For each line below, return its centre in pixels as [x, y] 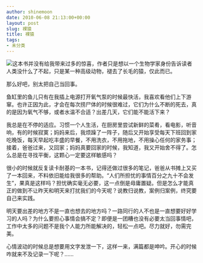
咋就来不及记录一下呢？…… [40, 254]
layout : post [23, 23]
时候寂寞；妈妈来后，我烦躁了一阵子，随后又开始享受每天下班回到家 [112, 132]
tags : [13, 40]
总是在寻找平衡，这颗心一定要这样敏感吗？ [64, 155]
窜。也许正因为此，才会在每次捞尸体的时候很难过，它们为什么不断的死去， [99, 104]
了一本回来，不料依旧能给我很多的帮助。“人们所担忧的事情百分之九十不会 [98, 175]
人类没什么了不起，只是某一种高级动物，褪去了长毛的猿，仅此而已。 [91, 71]
